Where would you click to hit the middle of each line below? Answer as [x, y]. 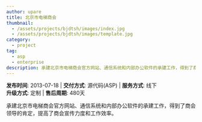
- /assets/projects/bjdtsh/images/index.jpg [68, 29]
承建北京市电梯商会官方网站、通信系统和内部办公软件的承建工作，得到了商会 [101, 106]
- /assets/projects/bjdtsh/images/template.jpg [72, 34]
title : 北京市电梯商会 [32, 17]
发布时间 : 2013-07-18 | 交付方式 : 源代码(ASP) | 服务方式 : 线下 [82, 85]
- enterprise [28, 62]
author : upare [24, 12]
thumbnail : [20, 23]
